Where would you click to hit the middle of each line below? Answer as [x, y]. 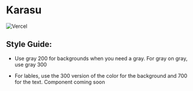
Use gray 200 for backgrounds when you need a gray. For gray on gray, [101, 58]
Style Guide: [29, 44]
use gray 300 [31, 64]
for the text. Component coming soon [60, 82]
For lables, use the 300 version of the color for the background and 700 [101, 75]
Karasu [24, 10]
